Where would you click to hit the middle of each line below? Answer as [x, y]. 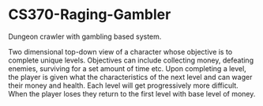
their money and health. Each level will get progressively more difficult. [123, 85]
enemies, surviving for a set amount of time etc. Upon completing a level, [127, 68]
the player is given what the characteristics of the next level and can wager [130, 77]
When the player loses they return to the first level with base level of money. [132, 93]
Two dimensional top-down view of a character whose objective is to [120, 51]
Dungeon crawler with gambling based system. [85, 36]
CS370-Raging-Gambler [90, 15]
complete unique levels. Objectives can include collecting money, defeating [131, 60]
